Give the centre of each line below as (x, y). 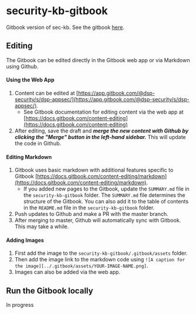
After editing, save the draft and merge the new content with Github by (102, 131)
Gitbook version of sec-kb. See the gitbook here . (65, 27)
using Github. (22, 66)
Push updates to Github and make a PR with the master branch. (92, 214)
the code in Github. (38, 143)
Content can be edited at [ (46, 93)
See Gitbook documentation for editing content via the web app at (103, 112)
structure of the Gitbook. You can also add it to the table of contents (106, 202)
